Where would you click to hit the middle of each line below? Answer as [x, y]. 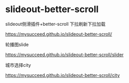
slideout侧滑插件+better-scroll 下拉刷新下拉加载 [56, 24]
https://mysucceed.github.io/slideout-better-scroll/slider [64, 55]
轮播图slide [17, 45]
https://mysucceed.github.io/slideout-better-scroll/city [62, 75]
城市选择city [18, 65]
